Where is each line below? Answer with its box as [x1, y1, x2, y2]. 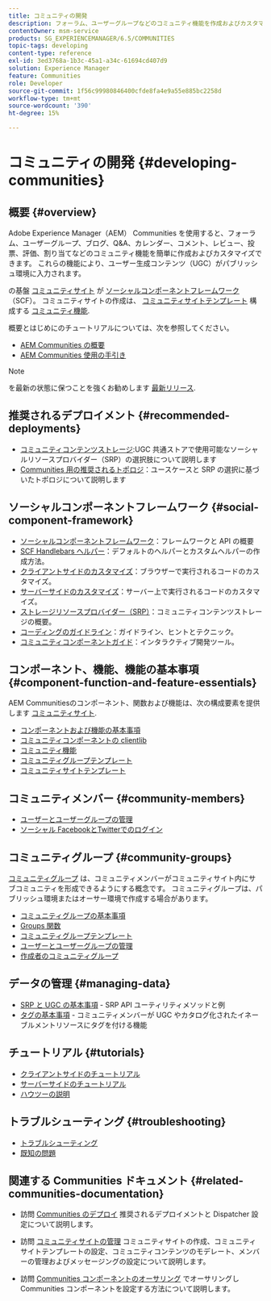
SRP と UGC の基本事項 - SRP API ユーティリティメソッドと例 [19, 999, 226, 1009]
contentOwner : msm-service [8, 27, 99, 35]
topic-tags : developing [8, 42, 89, 50]
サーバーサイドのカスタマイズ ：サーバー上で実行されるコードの [19, 586, 232, 596]
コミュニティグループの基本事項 [19, 911, 127, 920]
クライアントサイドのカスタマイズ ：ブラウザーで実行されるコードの [19, 566, 246, 576]
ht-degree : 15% [8, 110, 60, 118]
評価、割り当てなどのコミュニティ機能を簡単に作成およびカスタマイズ [22, 248, 256, 258]
